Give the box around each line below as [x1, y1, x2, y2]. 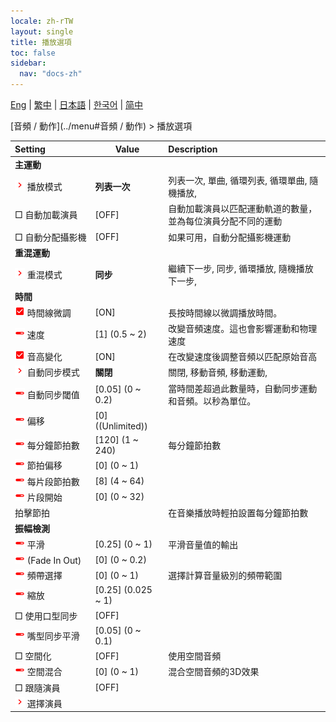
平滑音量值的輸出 [168, 538, 239, 550]
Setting [14, 143, 46, 155]
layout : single [10, 26, 74, 37]
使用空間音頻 [168, 650, 222, 662]
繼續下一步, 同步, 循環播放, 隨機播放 [168, 263, 314, 274]
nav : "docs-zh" [19, 69, 83, 79]
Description [168, 143, 218, 155]
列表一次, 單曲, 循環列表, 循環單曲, [168, 175, 308, 186]
